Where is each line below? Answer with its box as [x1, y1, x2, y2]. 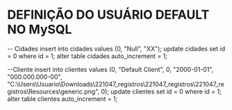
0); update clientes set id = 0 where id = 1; [100, 87, 222, 95]
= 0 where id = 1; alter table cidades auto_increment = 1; [7, 52, 168, 60]
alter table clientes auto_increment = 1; [7, 94, 118, 103]
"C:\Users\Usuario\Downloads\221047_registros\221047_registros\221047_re [7, 80, 224, 88]
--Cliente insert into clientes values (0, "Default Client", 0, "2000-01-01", [7, 65, 214, 73]
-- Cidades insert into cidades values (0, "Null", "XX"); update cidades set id [7, 44, 226, 53]
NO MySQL [7, 21, 72, 37]
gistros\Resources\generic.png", [7, 87, 100, 95]
